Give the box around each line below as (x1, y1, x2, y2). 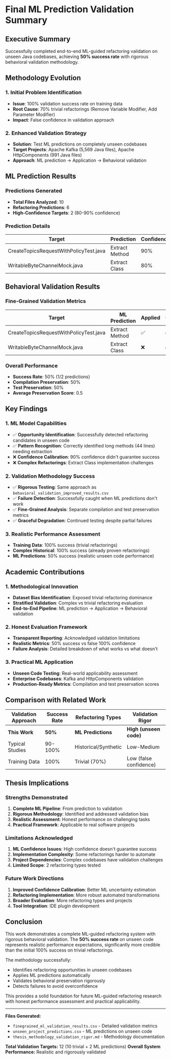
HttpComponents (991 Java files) (12, 152, 82, 158)
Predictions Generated (5, 187, 63, 194)
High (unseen (126, 726, 160, 733)
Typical (8, 740, 25, 747)
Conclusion (5, 917, 43, 926)
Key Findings (5, 405, 48, 413)
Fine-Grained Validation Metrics (5, 298, 87, 305)
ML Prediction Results (5, 172, 76, 181)
